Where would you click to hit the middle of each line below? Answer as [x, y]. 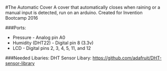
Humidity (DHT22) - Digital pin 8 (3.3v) [53, 43]
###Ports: [16, 28]
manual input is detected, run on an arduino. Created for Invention [74, 13]
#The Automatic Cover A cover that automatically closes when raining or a [83, 7]
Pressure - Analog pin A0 [39, 38]
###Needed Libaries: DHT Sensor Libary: [49, 58]
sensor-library [20, 63]
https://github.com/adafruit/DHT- [127, 58]
